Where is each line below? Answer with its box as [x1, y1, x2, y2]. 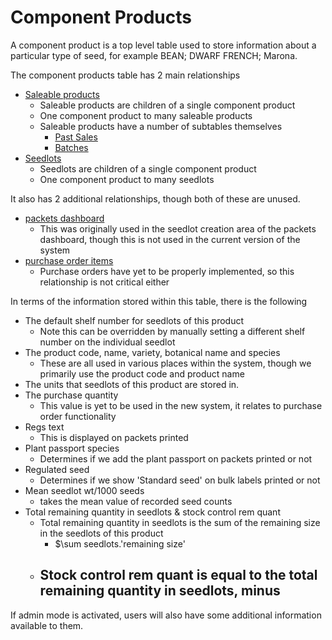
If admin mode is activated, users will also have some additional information [10, 609, 322, 621]
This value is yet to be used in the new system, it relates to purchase [39, 399, 323, 411]
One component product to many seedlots [39, 173, 215, 185]
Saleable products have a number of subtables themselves [39, 120, 283, 132]
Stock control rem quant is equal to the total [39, 567, 318, 584]
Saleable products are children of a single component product [39, 99, 296, 111]
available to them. [10, 619, 84, 631]
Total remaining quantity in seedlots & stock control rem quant [24, 506, 281, 518]
